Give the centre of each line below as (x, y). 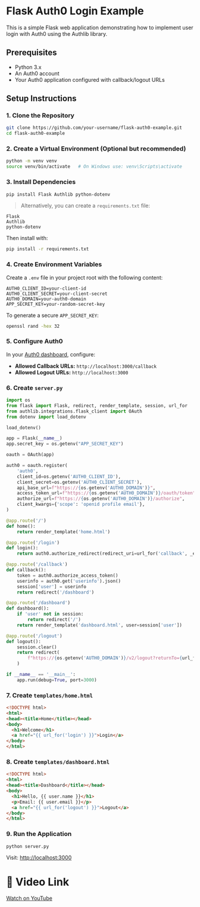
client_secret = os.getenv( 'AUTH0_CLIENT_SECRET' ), (80, 482)
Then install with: (27, 238)
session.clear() (37, 647)
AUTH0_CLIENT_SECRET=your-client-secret (57, 294)
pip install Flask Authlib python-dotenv (58, 194)
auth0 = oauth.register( (37, 466)
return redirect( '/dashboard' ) (56, 592)
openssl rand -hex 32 (33, 326)
